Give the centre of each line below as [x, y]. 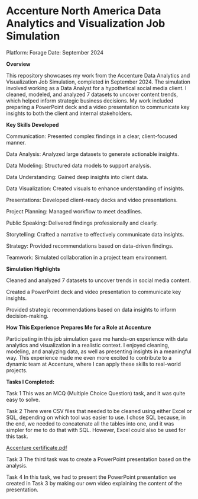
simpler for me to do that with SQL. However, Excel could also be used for [96, 430]
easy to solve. [23, 399]
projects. [17, 370]
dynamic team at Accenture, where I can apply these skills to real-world [94, 364]
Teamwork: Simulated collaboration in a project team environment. [87, 257]
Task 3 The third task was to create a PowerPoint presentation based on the [98, 459]
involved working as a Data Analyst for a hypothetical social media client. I [97, 88]
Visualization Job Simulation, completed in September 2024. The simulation [98, 82]
